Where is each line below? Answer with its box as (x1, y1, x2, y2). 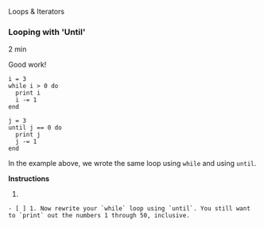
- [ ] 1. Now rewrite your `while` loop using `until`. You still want (8, 205, 250, 213)
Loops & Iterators (8, 7, 65, 16)
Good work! (8, 60, 47, 70)
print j (15, 131, 41, 139)
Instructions (8, 174, 50, 183)
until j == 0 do (8, 124, 62, 132)
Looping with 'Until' (8, 26, 86, 37)
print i (15, 89, 41, 98)
